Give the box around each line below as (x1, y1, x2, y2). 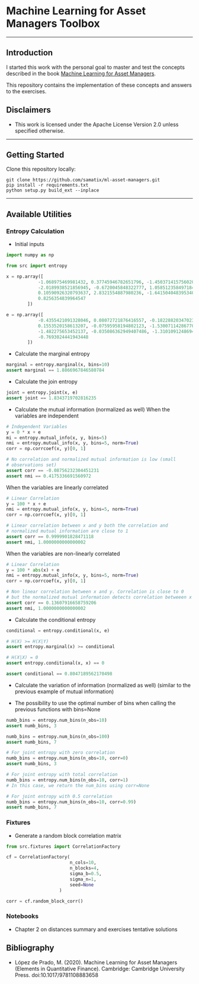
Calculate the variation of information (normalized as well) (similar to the (14, 681, 191, 689)
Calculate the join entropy (14, 378, 78, 385)
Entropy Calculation (6, 227, 65, 235)
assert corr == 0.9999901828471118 (6, 533, 94, 539)
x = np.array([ (6, 273, 44, 279)
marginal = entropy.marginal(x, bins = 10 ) (6, 361, 110, 368)
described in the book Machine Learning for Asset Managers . (6, 70, 156, 77)
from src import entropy (6, 263, 68, 269)
